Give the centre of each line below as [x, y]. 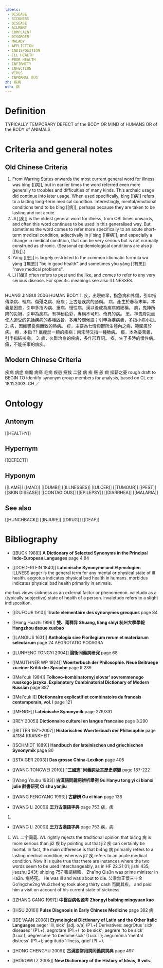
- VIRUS [15, 73]
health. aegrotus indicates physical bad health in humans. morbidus [80, 578]
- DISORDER [18, 37]
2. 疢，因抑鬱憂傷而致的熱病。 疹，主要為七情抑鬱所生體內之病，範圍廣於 [79, 326]
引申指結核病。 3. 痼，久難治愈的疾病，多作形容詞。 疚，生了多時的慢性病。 [81, 338]
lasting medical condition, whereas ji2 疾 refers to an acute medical [79, 856]
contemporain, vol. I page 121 [42, 702]
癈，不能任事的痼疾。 [26, 344]
